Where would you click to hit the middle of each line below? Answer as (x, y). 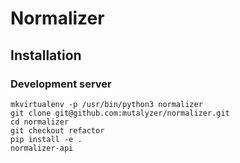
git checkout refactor (57, 130)
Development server (61, 84)
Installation (46, 55)
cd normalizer (40, 122)
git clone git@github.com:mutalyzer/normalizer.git (120, 113)
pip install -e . (46, 139)
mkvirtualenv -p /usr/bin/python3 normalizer (106, 104)
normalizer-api (42, 148)
